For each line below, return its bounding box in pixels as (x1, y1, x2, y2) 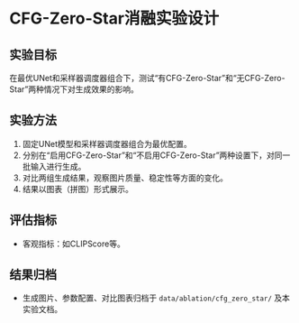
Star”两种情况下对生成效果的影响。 (9, 84, 140, 95)
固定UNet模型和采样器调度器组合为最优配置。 (22, 138, 192, 149)
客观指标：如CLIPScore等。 (22, 238, 126, 249)
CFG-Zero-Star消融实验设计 (9, 8, 219, 29)
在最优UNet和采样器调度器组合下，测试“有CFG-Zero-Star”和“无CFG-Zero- (9, 73, 285, 83)
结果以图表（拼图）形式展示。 (22, 183, 133, 194)
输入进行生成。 (30, 161, 86, 171)
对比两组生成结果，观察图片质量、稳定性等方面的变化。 (22, 172, 228, 183)
